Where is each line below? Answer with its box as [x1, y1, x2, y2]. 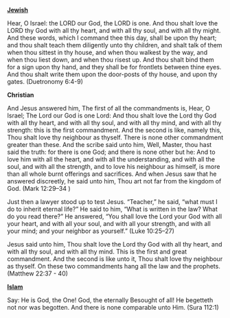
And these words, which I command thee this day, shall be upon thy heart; [7, 34, 217, 42]
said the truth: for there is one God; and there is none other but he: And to [7, 148, 216, 156]
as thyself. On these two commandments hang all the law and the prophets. [7, 262, 221, 270]
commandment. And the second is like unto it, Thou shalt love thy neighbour [7, 255, 223, 263]
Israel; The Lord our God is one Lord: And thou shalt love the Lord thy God [7, 111, 217, 120]
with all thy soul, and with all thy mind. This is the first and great [7, 247, 187, 255]
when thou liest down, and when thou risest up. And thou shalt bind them [7, 56, 214, 64]
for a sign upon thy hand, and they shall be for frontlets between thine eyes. [7, 63, 222, 71]
